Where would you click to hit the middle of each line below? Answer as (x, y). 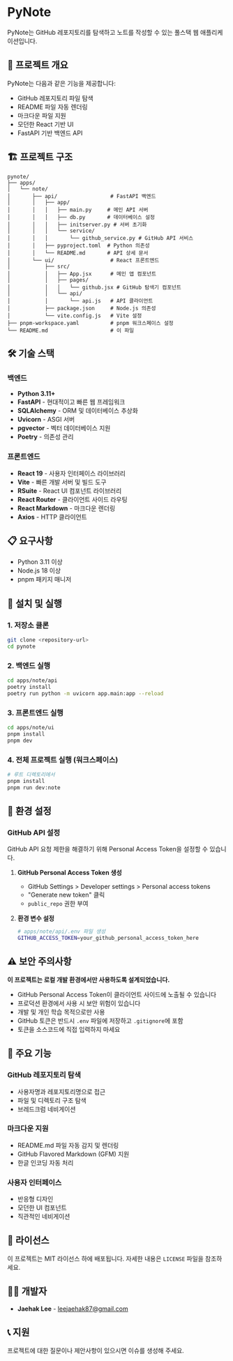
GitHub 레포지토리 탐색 (44, 1075)
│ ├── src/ (39, 266)
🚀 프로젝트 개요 (38, 65)
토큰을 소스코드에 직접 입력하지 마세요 (69, 1029)
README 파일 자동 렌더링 (53, 107)
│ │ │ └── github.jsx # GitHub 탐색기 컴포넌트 (94, 287)
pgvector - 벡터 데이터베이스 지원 (64, 428)
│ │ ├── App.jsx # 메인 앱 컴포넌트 (82, 274)
